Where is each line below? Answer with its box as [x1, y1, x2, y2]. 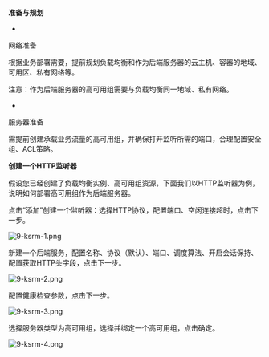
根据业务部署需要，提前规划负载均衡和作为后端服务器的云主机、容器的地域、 [8, 58, 262, 67]
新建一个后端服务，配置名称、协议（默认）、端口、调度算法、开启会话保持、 [8, 248, 259, 258]
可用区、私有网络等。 [8, 67, 79, 77]
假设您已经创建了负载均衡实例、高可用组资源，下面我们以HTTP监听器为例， [8, 178, 259, 188]
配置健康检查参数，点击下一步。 [8, 290, 114, 300]
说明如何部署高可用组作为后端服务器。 [8, 189, 135, 197]
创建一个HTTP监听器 [8, 161, 78, 171]
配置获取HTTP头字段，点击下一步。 [8, 258, 126, 267]
